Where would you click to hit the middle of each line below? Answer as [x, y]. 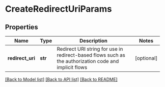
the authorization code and [88, 61]
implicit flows [72, 67]
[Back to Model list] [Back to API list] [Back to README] [61, 79]
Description [93, 41]
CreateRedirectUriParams [58, 9]
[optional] [146, 58]
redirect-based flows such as [91, 55]
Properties [22, 27]
